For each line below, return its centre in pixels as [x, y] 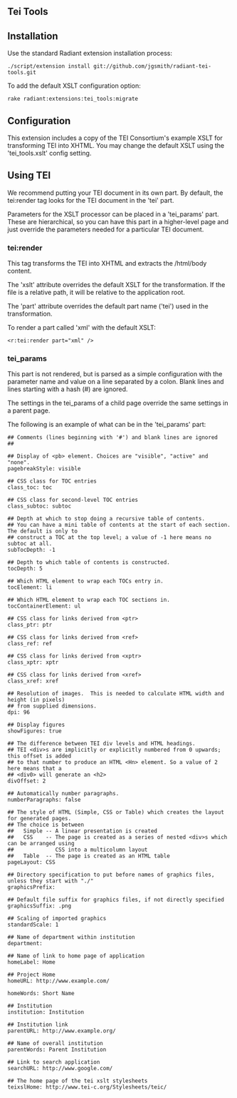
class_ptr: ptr [30, 625]
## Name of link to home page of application [76, 956]
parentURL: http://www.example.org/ [62, 1031]
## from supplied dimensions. [52, 706]
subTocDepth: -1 [31, 550]
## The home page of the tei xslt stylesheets [78, 1081]
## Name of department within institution [71, 937]
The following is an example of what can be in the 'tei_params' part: [107, 425]
